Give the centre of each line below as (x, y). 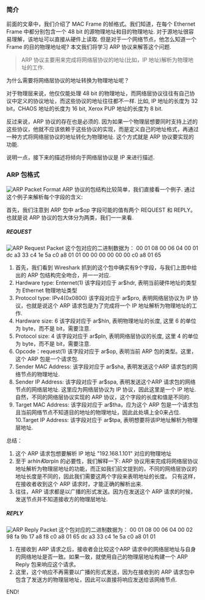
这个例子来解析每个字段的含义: (45, 197)
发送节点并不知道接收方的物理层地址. (61, 499)
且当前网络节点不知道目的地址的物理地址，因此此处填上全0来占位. (98, 412)
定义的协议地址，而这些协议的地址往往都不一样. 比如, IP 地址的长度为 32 (107, 101)
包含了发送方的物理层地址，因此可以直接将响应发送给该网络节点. (96, 579)
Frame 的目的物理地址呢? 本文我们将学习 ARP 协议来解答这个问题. (89, 47)
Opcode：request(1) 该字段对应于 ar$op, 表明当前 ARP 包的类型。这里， (106, 351)
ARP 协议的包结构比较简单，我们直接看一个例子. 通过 (128, 189)
